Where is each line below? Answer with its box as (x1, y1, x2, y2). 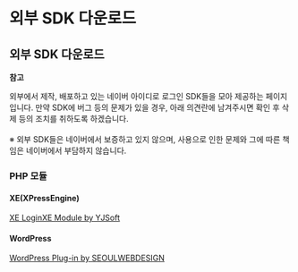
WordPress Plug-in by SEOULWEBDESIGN (9, 252, 166, 264)
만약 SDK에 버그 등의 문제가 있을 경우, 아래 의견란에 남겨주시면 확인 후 (35, 102, 280, 113)
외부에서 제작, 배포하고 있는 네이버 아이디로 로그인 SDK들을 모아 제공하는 (9, 91, 264, 101)
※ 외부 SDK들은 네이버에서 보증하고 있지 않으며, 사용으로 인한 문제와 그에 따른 (9, 134, 281, 144)
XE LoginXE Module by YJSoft (9, 212, 121, 224)
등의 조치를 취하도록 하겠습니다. (18, 114, 129, 123)
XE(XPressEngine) (9, 192, 80, 203)
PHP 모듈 (9, 169, 47, 182)
